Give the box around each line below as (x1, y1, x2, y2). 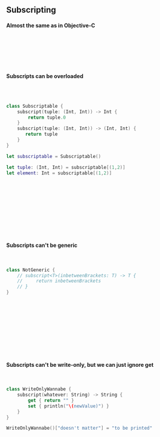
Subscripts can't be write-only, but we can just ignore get (6, 361, 154, 368)
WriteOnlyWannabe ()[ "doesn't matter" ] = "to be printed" (6, 425, 153, 432)
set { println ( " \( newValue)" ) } (28, 403, 110, 409)
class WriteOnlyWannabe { (6, 386, 71, 392)
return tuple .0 (28, 114, 66, 120)
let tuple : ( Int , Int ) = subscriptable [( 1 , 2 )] (6, 164, 126, 170)
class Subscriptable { (6, 103, 63, 109)
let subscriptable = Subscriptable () (6, 153, 101, 159)
